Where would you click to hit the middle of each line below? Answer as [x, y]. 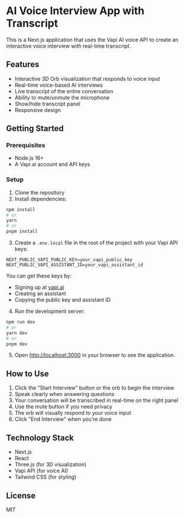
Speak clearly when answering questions [64, 394]
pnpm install [22, 232]
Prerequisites [26, 146]
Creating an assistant [40, 293]
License [21, 495]
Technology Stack [40, 438]
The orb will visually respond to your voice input [73, 413]
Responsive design [38, 110]
